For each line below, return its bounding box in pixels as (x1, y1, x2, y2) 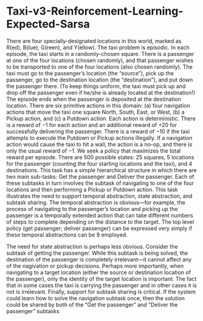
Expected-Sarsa (6, 17, 90, 31)
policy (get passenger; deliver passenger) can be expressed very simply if (6, 224, 193, 232)
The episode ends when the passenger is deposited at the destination (6, 95, 181, 103)
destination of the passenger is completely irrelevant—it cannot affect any (6, 255, 192, 263)
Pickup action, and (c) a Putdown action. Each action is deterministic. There (6, 114, 196, 122)
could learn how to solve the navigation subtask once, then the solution (6, 294, 185, 302)
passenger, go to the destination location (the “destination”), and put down (6, 76, 193, 83)
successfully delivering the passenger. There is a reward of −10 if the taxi (6, 128, 190, 135)
